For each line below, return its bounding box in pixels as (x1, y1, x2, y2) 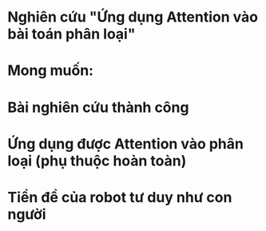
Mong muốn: (7, 62, 93, 80)
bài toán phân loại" (7, 25, 136, 43)
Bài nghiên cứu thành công (7, 98, 189, 116)
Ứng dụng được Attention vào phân (7, 134, 244, 153)
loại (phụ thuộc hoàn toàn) (7, 152, 187, 169)
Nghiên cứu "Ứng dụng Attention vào (7, 8, 259, 26)
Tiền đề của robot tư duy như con (7, 188, 232, 206)
